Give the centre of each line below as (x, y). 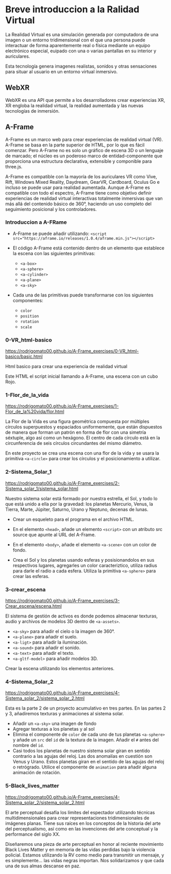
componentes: (28, 300)
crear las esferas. (31, 576)
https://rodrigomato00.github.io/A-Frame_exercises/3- (63, 601)
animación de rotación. (37, 773)
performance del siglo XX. (33, 834)
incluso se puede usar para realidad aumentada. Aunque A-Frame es (78, 187)
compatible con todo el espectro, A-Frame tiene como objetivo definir (79, 193)
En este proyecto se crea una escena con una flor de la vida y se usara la (82, 453)
